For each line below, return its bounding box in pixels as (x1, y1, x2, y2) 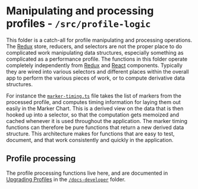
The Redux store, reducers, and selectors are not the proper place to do (6, 43, 183, 50)
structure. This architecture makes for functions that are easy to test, (6, 130, 175, 137)
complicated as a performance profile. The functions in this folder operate (6, 55, 188, 62)
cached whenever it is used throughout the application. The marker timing (6, 117, 188, 124)
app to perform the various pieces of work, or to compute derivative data (6, 74, 186, 81)
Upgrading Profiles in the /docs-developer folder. (6, 175, 126, 182)
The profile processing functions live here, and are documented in (6, 169, 168, 177)
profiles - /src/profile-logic (6, 17, 151, 30)
